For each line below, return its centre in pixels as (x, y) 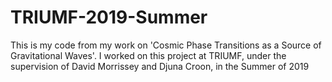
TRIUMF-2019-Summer (109, 17)
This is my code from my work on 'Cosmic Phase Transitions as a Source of (166, 45)
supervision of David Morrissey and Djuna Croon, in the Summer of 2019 (160, 66)
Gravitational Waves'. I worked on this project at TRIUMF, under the (148, 55)
